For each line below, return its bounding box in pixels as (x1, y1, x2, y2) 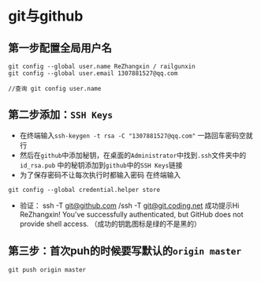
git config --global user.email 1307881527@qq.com (8, 70, 178, 77)
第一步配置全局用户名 (8, 41, 112, 55)
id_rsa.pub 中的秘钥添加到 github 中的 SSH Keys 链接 (19, 160, 183, 170)
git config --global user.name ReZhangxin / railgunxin (8, 62, 196, 70)
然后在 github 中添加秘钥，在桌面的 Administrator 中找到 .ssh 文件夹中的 (19, 150, 247, 160)
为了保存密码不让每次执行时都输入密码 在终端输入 (19, 170, 181, 179)
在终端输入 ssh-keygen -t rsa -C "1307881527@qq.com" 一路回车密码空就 (19, 130, 254, 140)
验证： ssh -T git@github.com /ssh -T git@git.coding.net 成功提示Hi (19, 201, 240, 210)
